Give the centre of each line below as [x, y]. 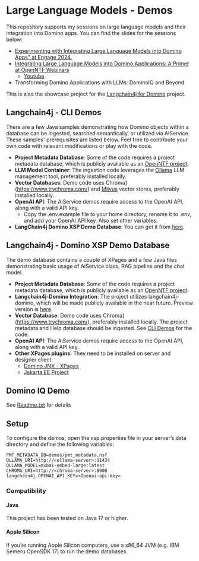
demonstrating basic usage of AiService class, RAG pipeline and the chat [96, 266]
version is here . [34, 309]
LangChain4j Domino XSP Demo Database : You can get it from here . [100, 227]
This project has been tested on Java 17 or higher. [67, 518]
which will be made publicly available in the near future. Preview [115, 303]
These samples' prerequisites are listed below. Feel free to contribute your [97, 140]
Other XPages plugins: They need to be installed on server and [93, 353]
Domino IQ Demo [38, 390]
